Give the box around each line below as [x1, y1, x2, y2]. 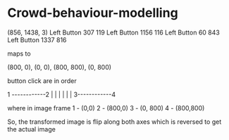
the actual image [7, 125, 56, 133]
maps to [7, 49, 31, 58]
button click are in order [7, 76, 77, 85]
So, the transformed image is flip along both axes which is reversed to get [7, 117, 222, 126]
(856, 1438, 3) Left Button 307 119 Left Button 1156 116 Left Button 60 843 [7, 28, 220, 37]
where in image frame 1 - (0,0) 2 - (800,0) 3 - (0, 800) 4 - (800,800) [7, 103, 205, 112]
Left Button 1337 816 [7, 35, 67, 44]
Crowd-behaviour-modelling [7, 5, 178, 21]
